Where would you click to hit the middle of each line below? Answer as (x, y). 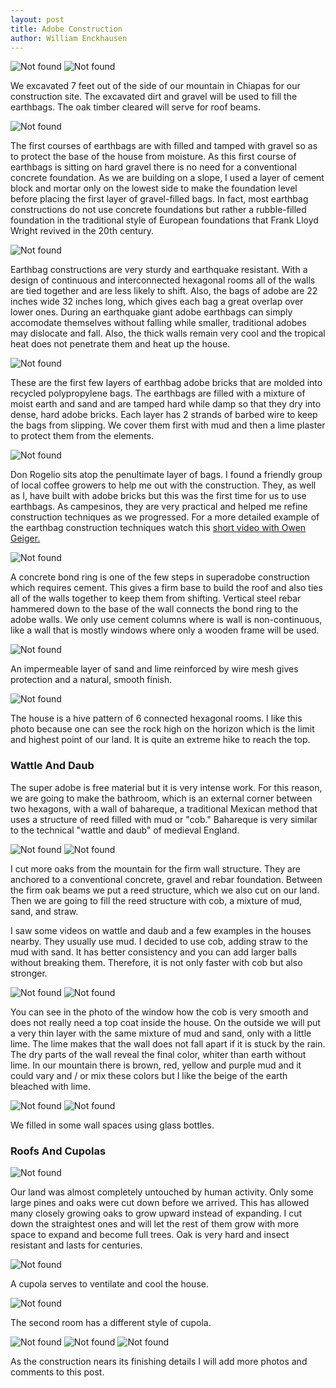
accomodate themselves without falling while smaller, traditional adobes (158, 323)
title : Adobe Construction (66, 29)
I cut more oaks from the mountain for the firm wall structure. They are (156, 868)
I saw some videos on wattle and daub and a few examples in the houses (161, 930)
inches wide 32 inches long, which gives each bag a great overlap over (157, 302)
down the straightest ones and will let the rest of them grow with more (155, 1223)
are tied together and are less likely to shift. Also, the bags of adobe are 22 (164, 291)
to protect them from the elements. (82, 436)
